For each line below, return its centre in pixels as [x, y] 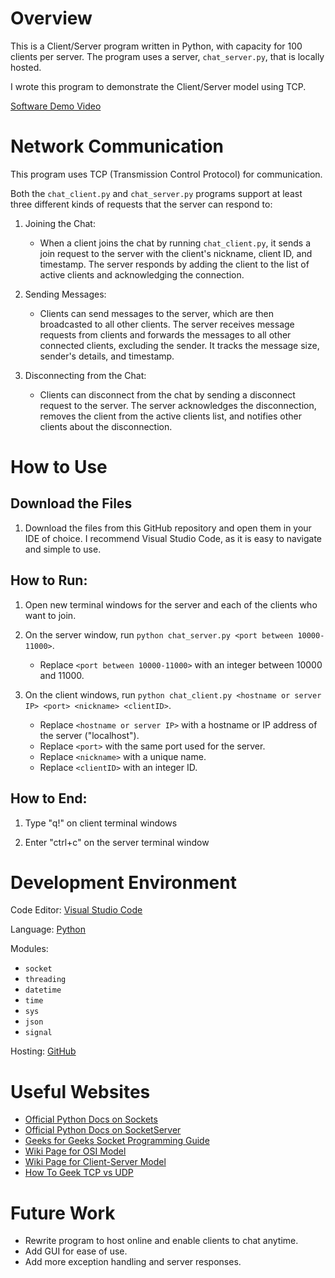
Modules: [29, 949]
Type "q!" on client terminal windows [101, 823]
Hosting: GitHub [43, 1051]
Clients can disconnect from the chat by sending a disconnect [167, 394]
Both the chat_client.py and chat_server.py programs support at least [156, 193]
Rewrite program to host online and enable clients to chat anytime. [161, 1241]
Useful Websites [80, 1091]
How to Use [59, 467]
